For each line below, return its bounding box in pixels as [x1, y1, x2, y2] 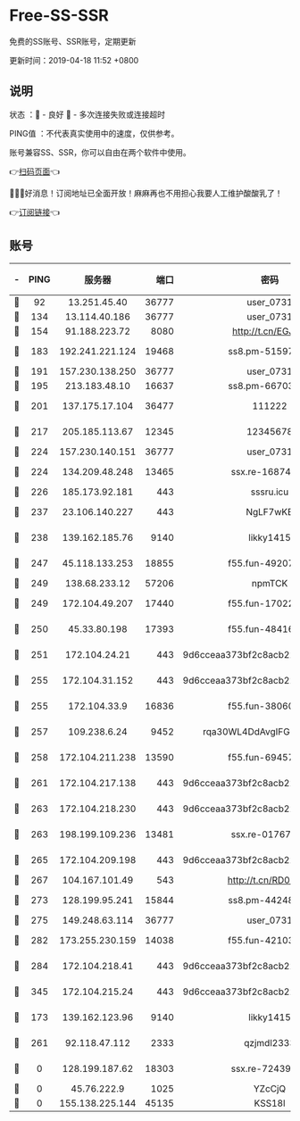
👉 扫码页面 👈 [9, 166, 61, 177]
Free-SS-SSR [9, 5, 109, 26]
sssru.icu [250, 486, 289, 498]
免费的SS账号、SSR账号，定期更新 [9, 36, 137, 46]
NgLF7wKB [245, 505, 294, 518]
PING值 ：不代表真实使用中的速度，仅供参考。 [9, 128, 179, 138]
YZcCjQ [253, 1082, 287, 1094]
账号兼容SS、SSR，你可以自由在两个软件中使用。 [9, 146, 191, 157]
